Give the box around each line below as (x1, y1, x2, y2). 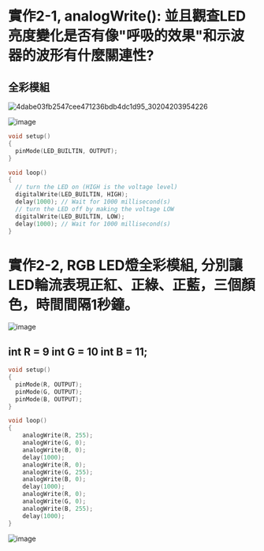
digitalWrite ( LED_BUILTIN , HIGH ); (15, 191, 128, 199)
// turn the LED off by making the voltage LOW (15, 205, 175, 213)
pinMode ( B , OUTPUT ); (15, 395, 83, 403)
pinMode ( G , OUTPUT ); (15, 388, 83, 396)
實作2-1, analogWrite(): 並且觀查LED (8, 7, 247, 25)
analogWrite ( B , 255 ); (22, 504, 93, 512)
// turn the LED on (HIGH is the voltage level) (15, 183, 178, 192)
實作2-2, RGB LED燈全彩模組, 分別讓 (8, 256, 243, 274)
